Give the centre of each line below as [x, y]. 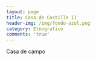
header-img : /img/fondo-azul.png [48, 23]
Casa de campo [26, 51]
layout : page [23, 12]
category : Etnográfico [35, 29]
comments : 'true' [28, 34]
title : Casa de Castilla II [42, 18]
